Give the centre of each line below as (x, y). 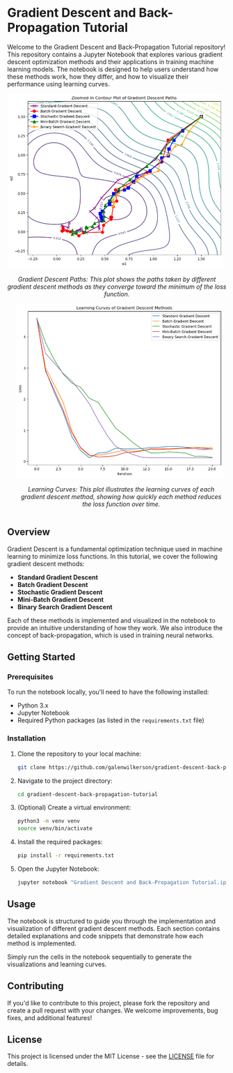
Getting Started (41, 657)
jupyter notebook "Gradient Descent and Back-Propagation (103, 883)
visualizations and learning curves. (57, 964)
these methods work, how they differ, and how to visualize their (98, 76)
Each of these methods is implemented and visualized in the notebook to (111, 620)
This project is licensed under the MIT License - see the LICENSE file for (111, 1056)
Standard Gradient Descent (58, 577)
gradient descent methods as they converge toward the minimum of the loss (117, 287)
